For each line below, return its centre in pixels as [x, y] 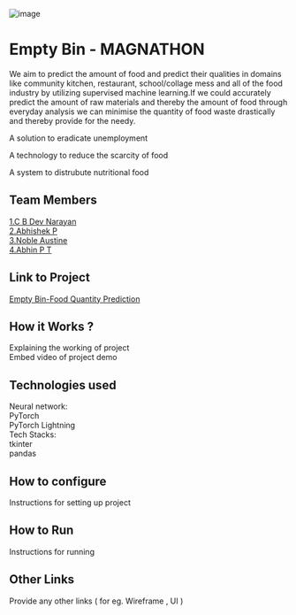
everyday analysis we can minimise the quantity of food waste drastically [142, 111]
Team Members [53, 200]
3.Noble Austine [38, 240]
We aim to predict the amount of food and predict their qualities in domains [146, 73]
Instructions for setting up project [70, 503]
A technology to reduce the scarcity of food [89, 155]
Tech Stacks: [33, 434]
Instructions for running [52, 551]
